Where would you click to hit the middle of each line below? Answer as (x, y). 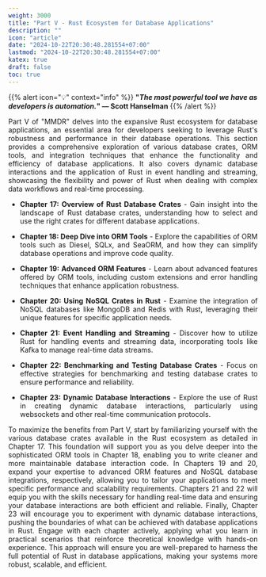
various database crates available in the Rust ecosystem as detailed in (133, 438)
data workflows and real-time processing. (76, 189)
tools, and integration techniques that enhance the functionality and (133, 155)
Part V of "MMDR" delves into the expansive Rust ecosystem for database (133, 121)
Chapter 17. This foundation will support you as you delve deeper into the (133, 446)
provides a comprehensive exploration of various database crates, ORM (133, 147)
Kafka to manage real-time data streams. (86, 350)
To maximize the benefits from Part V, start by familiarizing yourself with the (133, 430)
